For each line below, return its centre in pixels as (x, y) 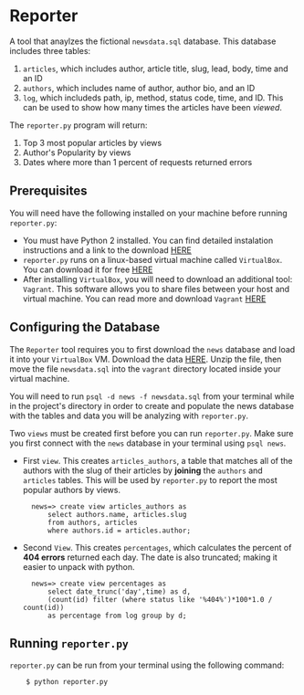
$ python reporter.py (67, 682)
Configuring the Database (85, 327)
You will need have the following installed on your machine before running (148, 213)
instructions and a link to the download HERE (107, 250)
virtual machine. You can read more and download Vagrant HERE (144, 299)
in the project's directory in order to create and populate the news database (152, 405)
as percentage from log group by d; (117, 616)
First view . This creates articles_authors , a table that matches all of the (157, 460)
